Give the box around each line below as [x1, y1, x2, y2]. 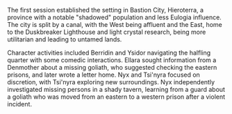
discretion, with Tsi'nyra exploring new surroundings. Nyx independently [7, 78, 215, 86]
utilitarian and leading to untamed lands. [7, 35, 122, 44]
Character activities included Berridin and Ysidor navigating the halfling [7, 48, 211, 57]
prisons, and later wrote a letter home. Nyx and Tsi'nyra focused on [7, 70, 200, 79]
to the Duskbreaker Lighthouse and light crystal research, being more [7, 28, 206, 36]
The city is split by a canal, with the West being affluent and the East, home [7, 21, 222, 28]
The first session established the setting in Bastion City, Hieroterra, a [7, 6, 204, 14]
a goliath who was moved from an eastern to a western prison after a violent [7, 93, 226, 101]
